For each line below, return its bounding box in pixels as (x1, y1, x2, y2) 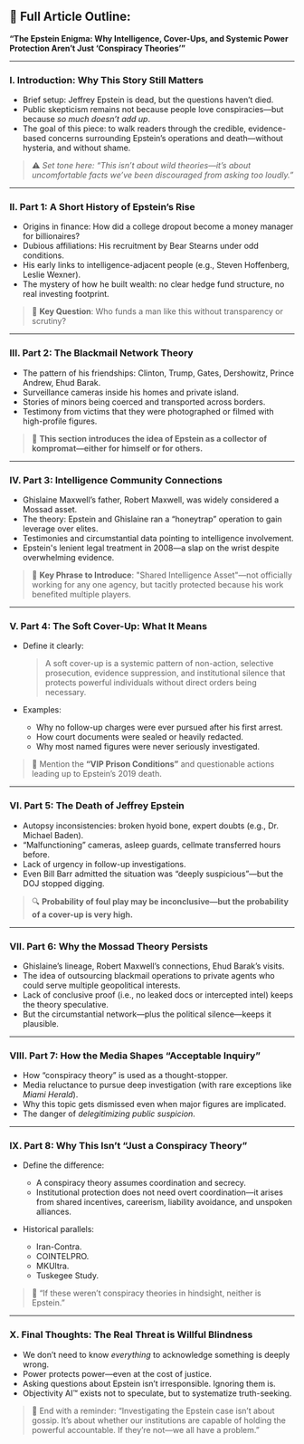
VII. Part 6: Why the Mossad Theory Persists (9, 940, 208, 952)
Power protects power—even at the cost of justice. (22, 1368, 213, 1379)
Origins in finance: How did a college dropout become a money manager (22, 221, 294, 232)
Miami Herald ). (22, 1089, 79, 1100)
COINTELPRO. (35, 1251, 90, 1262)
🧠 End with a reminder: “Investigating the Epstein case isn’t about (31, 1405, 275, 1416)
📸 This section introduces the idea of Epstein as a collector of (31, 433, 268, 444)
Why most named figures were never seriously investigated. (35, 741, 261, 752)
